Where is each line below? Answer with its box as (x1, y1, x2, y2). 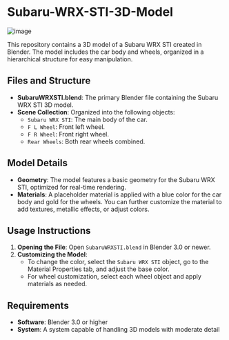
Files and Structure (7, 75, 91, 87)
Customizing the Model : (17, 250, 88, 259)
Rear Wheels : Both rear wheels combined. (27, 137, 146, 146)
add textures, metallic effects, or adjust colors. (17, 205, 150, 213)
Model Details (7, 157, 68, 169)
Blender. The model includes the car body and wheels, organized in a (7, 48, 204, 56)
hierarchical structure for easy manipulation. (7, 54, 133, 63)
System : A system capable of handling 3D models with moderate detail (17, 326, 220, 334)
